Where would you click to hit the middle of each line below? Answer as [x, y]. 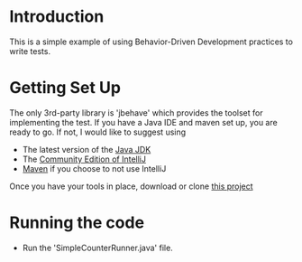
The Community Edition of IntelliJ [84, 159]
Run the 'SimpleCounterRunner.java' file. [97, 248]
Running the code [77, 223]
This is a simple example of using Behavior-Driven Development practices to [151, 42]
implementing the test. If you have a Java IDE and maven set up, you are [143, 122]
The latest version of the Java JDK [87, 149]
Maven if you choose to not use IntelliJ [94, 168]
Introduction [57, 17]
